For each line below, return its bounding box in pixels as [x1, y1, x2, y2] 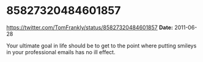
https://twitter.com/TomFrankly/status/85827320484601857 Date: [6, 24, 173, 31]
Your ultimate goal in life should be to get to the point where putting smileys [6, 42, 197, 49]
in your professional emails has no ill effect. [6, 48, 116, 55]
